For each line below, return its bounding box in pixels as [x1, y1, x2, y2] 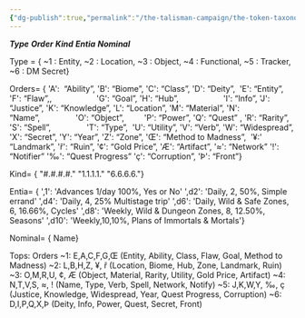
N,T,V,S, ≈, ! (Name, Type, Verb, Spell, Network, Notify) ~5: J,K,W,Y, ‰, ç [9, 279, 285, 290]
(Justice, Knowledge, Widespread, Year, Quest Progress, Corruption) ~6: [9, 288, 282, 300]
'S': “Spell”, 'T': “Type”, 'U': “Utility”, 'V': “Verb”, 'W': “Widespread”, [9, 122, 294, 133]
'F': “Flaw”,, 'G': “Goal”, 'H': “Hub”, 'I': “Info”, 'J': [9, 93, 271, 104]
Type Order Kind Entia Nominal [9, 38, 131, 49]
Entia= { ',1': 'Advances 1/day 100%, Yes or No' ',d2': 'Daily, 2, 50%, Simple [9, 185, 288, 196]
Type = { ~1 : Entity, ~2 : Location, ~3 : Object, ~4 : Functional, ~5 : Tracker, [9, 55, 291, 66]
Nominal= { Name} [9, 233, 79, 243]
